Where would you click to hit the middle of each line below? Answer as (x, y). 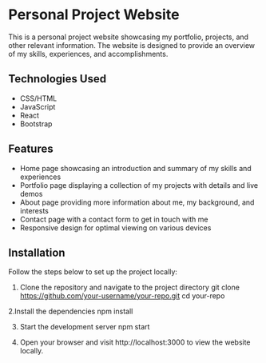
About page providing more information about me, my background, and (137, 202)
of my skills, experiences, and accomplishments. (88, 54)
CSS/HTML (38, 98)
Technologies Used (57, 79)
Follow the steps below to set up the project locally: (93, 272)
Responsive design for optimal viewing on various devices (115, 227)
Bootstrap (36, 124)
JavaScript (38, 106)
